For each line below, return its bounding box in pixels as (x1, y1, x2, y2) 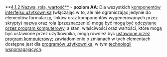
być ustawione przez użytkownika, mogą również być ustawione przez (5, 31, 151, 36)
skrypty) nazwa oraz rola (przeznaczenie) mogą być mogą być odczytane (5, 20, 157, 26)
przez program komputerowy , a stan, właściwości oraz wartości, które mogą (5, 25, 162, 31)
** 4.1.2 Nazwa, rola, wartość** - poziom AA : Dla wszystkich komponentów (5, 4, 161, 10)
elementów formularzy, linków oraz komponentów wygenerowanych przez (5, 15, 158, 20)
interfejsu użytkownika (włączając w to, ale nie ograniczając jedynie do (5, 9, 151, 15)
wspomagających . (5, 47, 43, 52)
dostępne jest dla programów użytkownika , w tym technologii (5, 41, 132, 47)
